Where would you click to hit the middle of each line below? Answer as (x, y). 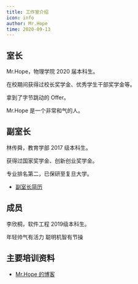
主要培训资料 (31, 258)
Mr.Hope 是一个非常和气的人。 (45, 110)
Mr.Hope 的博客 (35, 274)
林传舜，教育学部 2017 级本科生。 (49, 147)
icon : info (20, 18)
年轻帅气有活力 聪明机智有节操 (45, 237)
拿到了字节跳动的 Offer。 (38, 98)
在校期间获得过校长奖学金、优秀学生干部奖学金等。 (71, 85)
